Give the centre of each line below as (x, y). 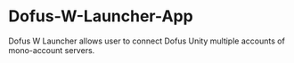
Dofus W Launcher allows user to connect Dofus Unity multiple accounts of (147, 41)
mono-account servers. (52, 50)
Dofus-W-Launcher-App (101, 16)
